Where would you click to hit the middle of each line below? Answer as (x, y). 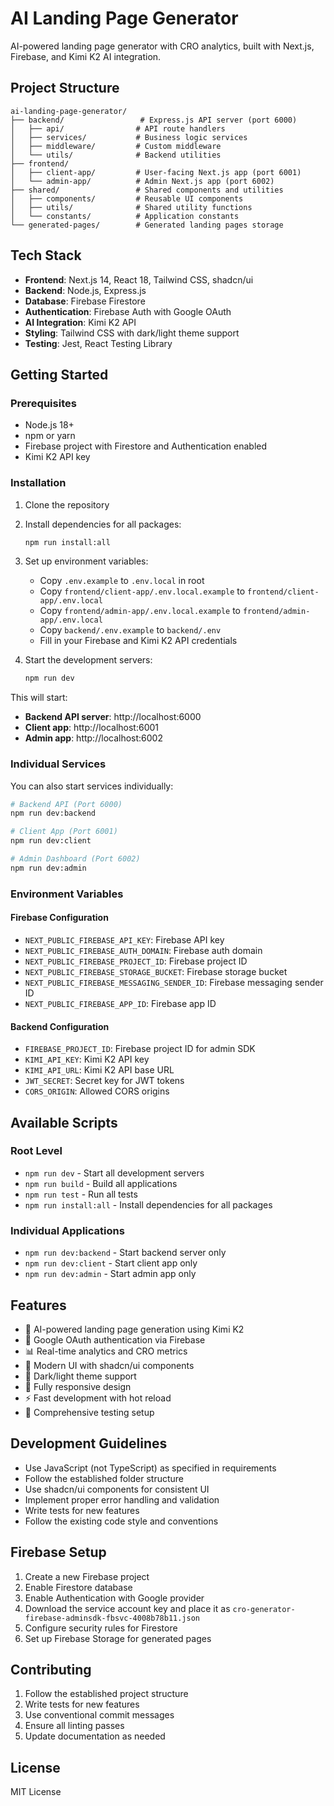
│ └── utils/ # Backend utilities (116, 155)
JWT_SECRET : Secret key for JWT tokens (104, 1081)
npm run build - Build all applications (101, 1183)
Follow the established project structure (106, 1694)
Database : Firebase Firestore (85, 301)
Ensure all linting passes (74, 1726)
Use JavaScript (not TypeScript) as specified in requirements (150, 1468)
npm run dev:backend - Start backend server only (125, 1253)
